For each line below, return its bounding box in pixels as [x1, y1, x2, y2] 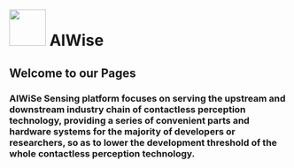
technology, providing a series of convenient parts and [9, 114, 250, 126]
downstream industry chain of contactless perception [9, 103, 246, 115]
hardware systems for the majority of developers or [9, 125, 236, 137]
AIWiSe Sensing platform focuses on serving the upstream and [9, 92, 286, 104]
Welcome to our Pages [9, 65, 136, 80]
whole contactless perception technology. [9, 147, 196, 159]
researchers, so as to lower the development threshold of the [9, 136, 277, 149]
